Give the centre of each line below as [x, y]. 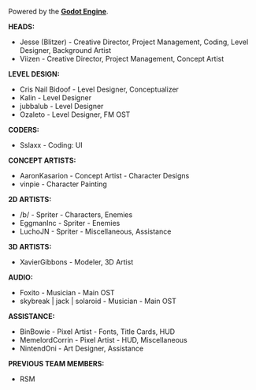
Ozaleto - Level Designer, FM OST [75, 114]
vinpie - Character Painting [63, 184]
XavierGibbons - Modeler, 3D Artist [76, 262]
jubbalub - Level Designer [61, 106]
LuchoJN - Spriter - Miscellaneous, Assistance [95, 231]
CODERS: [24, 130]
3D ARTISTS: [30, 247]
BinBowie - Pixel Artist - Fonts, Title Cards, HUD [97, 332]
